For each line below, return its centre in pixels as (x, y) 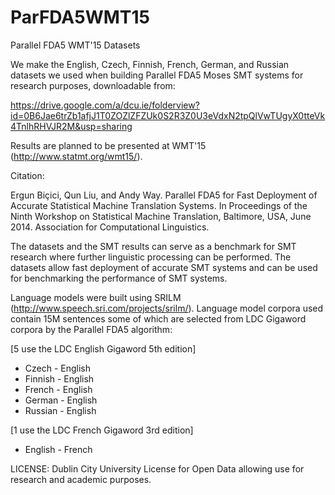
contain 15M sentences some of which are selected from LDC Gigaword (158, 318)
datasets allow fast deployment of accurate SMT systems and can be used (164, 267)
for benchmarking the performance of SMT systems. (119, 278)
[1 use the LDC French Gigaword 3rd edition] (102, 430)
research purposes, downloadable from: (93, 85)
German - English (61, 400)
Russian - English (60, 410)
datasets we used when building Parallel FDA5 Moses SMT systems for (157, 75)
